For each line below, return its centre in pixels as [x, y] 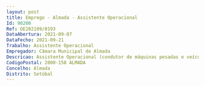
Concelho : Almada [28, 68]
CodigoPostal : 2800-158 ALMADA [46, 62]
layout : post [23, 12]
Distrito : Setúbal [30, 74]
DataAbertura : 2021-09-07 [39, 35]
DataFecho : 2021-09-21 [35, 40]
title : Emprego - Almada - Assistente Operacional [72, 18]
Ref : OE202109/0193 [31, 29]
